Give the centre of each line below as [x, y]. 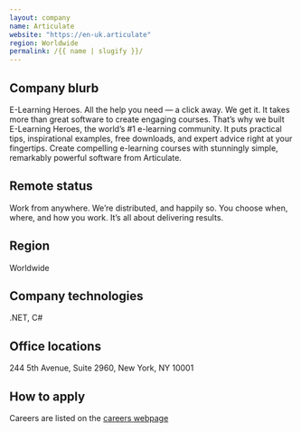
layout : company [40, 18]
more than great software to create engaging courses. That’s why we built [147, 119]
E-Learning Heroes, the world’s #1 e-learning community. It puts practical [146, 128]
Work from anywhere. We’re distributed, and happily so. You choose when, [149, 208]
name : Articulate [42, 26]
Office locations [56, 346]
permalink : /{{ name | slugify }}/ [76, 52]
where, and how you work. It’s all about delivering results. [117, 217]
